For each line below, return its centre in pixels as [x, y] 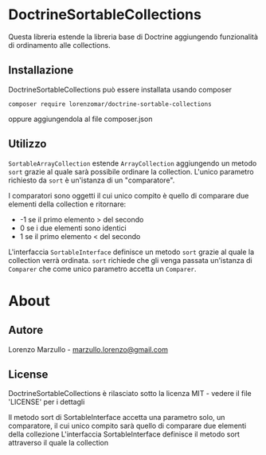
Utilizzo [27, 144]
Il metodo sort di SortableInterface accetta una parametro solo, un [117, 418]
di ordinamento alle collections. [60, 45]
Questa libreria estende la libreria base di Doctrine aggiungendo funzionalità [133, 37]
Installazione [41, 71]
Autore [26, 330]
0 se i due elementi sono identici [73, 228]
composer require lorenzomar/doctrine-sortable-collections [110, 104]
